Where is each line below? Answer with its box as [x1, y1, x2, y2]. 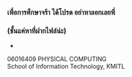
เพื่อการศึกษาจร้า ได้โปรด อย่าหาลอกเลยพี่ [7, 8, 115, 17]
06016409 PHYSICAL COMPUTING [7, 55, 107, 63]
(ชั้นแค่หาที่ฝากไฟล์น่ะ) [7, 25, 67, 35]
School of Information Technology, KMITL [7, 63, 125, 71]
